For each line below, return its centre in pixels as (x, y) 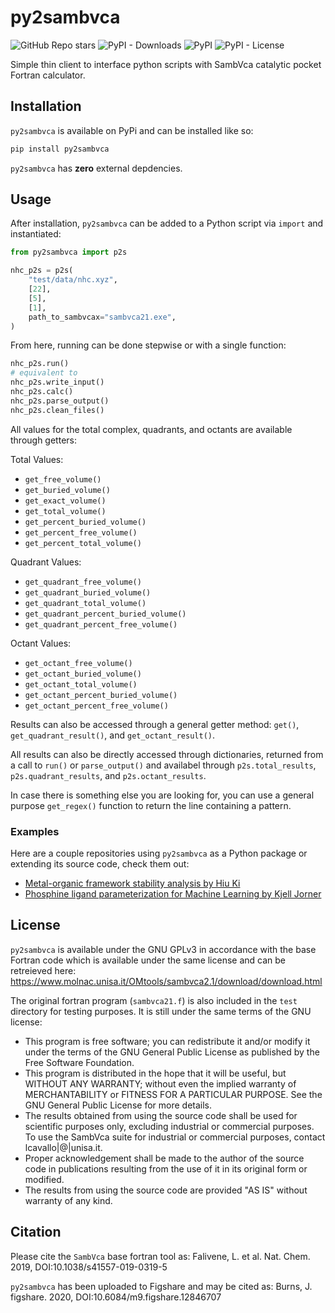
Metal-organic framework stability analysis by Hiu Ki (132, 883)
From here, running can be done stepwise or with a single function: (148, 345)
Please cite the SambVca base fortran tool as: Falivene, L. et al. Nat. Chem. (160, 1256)
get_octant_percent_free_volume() (96, 706)
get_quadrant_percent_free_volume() (101, 624)
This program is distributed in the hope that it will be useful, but (155, 1073)
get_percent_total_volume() (83, 543)
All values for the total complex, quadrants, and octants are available (151, 429)
